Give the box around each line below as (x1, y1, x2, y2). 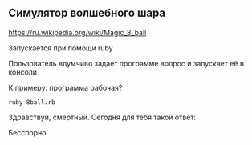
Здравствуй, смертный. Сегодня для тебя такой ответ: (8, 112, 197, 122)
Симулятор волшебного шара (8, 6, 166, 20)
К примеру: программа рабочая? (8, 83, 123, 92)
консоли (8, 67, 38, 77)
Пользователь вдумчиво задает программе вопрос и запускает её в (8, 58, 245, 68)
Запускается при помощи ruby (8, 43, 114, 53)
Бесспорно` (8, 127, 49, 137)
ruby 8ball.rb (8, 98, 56, 107)
